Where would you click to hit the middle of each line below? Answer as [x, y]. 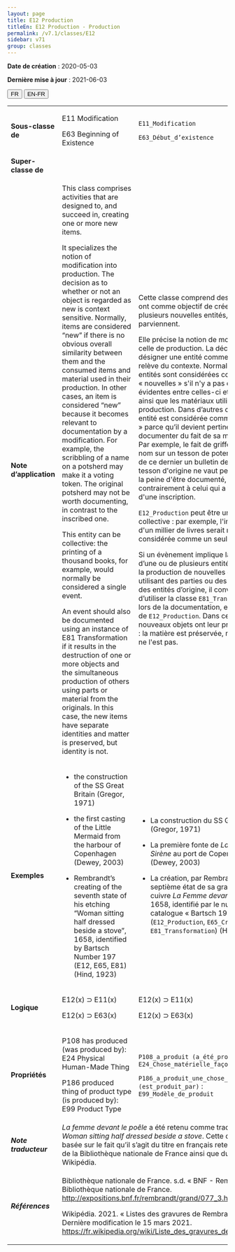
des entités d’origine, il [176, 590]
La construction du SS [186, 820]
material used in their [97, 379]
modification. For [90, 440]
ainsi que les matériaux [177, 401]
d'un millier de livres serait [182, 530]
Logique [24, 1008]
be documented [88, 620]
